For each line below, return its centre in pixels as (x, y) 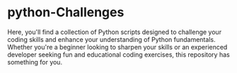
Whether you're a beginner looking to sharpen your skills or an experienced (117, 47)
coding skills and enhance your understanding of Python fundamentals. (111, 39)
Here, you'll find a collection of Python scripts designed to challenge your (114, 32)
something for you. (35, 62)
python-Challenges (66, 12)
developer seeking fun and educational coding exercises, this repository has (118, 55)
